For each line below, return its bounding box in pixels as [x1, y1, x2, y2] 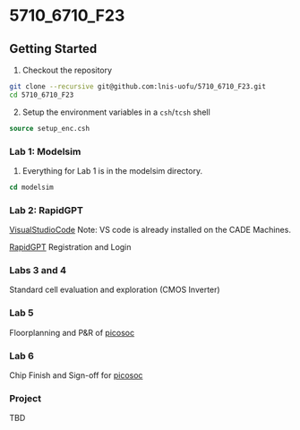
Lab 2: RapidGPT [9, 203, 83, 216]
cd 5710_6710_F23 [9, 90, 74, 99]
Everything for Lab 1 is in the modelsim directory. [21, 165, 203, 176]
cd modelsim [9, 183, 54, 192]
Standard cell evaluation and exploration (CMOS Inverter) [9, 284, 221, 296]
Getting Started [9, 41, 98, 56]
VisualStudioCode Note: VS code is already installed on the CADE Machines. [9, 225, 291, 236]
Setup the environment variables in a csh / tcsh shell [21, 107, 210, 117]
